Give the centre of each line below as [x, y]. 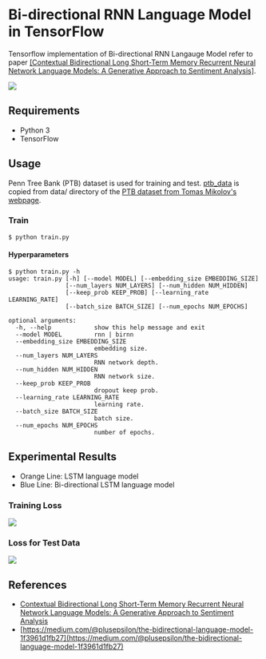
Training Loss [35, 505]
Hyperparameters [39, 255]
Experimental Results [63, 457]
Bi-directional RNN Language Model [130, 15]
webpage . [25, 200]
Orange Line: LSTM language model [79, 476]
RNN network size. [125, 377]
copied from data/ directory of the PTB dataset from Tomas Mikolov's [123, 191]
